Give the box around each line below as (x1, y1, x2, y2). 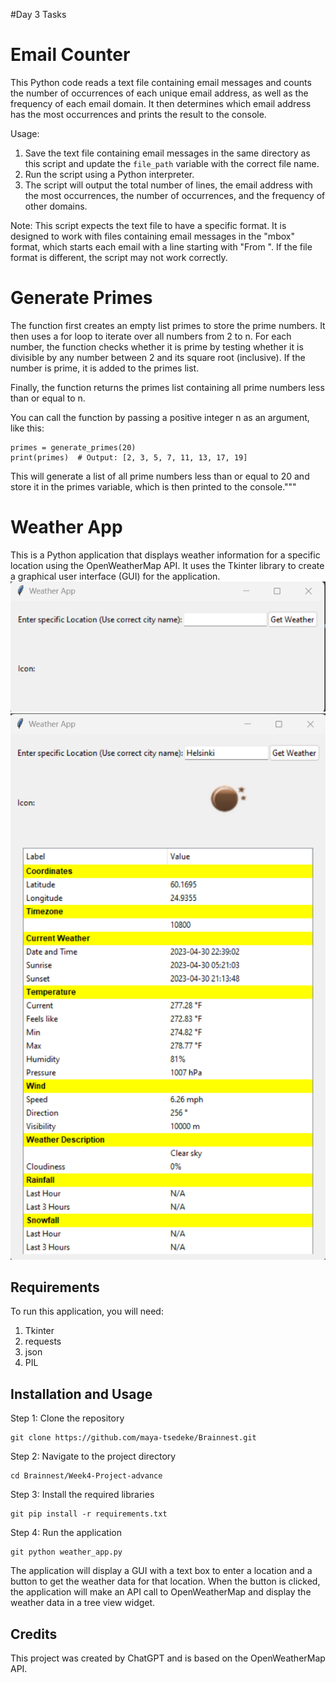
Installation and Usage (10, 1385, 153, 1403)
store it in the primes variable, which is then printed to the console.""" (10, 480, 297, 493)
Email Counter (10, 44, 131, 66)
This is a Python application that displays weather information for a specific (10, 549, 321, 561)
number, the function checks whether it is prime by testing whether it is (10, 340, 304, 353)
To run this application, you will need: (10, 1305, 164, 1318)
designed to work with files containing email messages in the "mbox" (10, 230, 295, 242)
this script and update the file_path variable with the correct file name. (24, 157, 320, 169)
